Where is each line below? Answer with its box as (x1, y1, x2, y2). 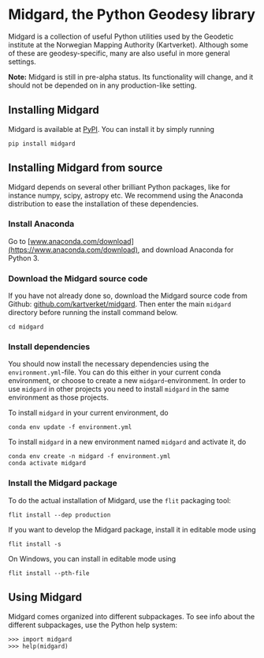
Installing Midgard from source (8, 161, 163, 175)
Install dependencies (8, 341, 91, 352)
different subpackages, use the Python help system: (8, 620, 178, 630)
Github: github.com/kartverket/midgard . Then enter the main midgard (8, 299, 232, 309)
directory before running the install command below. (8, 308, 179, 318)
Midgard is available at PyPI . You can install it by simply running (8, 124, 215, 133)
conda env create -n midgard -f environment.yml (8, 453, 171, 461)
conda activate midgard (8, 460, 87, 468)
